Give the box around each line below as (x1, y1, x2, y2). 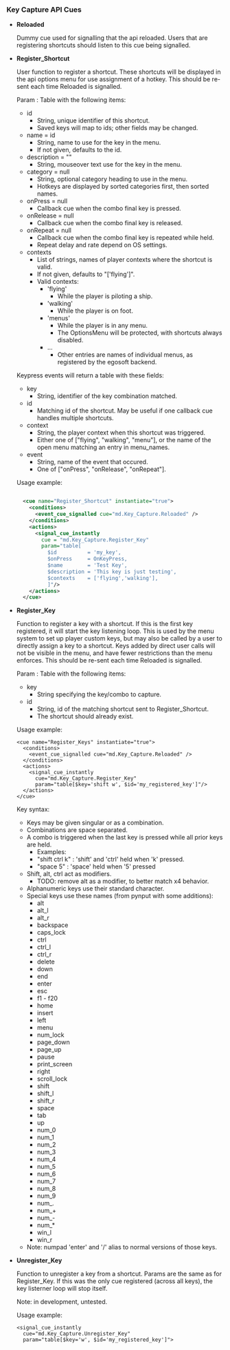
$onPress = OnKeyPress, (47, 556, 128, 563)
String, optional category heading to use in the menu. (36, 175, 188, 183)
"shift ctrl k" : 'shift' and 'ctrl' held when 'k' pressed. (36, 855, 185, 864)
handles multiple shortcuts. (36, 414, 114, 422)
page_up (36, 1046, 62, 1054)
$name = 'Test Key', (47, 562, 128, 569)
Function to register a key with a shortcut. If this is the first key (16, 620, 194, 628)
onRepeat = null (26, 226, 72, 235)
